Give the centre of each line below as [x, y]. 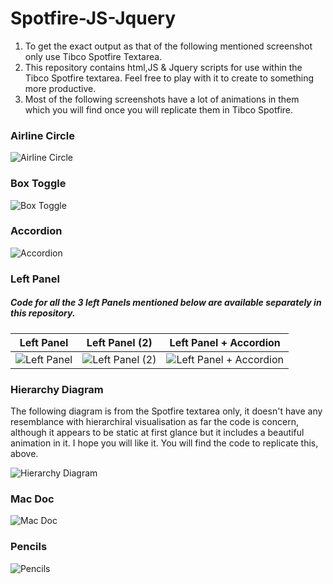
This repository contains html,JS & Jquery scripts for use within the [163, 67]
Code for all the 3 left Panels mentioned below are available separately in [166, 303]
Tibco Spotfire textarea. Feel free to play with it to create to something [169, 78]
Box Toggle [38, 184]
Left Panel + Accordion [225, 342]
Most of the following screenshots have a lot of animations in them [162, 99]
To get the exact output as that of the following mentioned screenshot [168, 46]
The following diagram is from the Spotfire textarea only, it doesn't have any [166, 411]
